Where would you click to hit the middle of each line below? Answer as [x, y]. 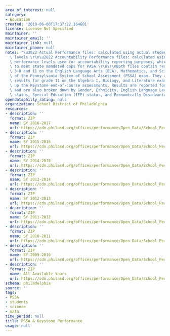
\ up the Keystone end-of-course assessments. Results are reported [83, 85]
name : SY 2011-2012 [30, 217]
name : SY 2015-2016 [30, 142]
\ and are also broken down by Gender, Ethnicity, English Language [83, 90]
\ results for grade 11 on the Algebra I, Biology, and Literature [82, 81]
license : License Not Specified [39, 29]
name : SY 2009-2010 [30, 255]
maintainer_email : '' [28, 39]
